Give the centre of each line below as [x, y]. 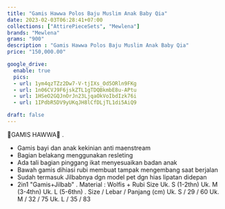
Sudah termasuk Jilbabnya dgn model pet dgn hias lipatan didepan [112, 177]
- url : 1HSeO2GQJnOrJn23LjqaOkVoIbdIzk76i [75, 96]
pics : [21, 77]
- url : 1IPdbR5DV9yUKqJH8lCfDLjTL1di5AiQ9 [75, 103]
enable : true [32, 70]
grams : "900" [26, 39]
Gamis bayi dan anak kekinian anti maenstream [84, 148]
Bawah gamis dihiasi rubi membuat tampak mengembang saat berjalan [118, 170]
